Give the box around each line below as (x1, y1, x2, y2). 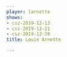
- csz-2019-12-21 (6, 25, 51, 32)
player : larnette (6, 8, 51, 15)
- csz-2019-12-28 (6, 31, 51, 37)
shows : (6, 14, 23, 20)
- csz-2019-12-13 (6, 20, 51, 26)
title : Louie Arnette (6, 37, 62, 43)
